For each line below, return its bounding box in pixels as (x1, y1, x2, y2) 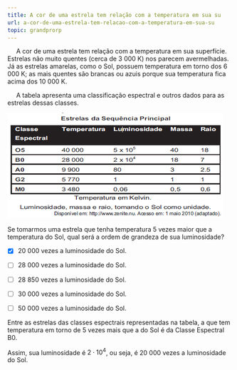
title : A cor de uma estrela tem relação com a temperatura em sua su (7, 11, 221, 19)
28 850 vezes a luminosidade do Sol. (17, 275, 127, 284)
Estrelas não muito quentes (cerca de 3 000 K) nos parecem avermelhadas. (7, 54, 229, 63)
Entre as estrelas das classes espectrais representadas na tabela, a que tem (7, 318, 231, 327)
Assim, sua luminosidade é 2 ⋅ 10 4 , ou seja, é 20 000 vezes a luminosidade (7, 346, 226, 356)
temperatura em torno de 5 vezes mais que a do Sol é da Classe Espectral (7, 325, 225, 334)
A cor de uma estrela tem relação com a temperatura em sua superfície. (16, 47, 227, 56)
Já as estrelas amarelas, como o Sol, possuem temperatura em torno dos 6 (7, 62, 228, 71)
